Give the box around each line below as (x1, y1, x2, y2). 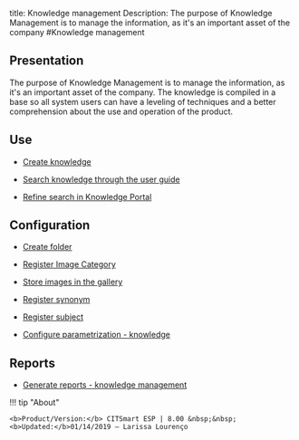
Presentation (9, 53, 84, 69)
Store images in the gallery (22, 276, 123, 288)
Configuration (9, 217, 91, 234)
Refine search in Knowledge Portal (22, 191, 152, 202)
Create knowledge (22, 156, 92, 167)
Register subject (22, 311, 84, 322)
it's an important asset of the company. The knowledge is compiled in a (9, 86, 276, 98)
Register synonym (22, 294, 91, 305)
